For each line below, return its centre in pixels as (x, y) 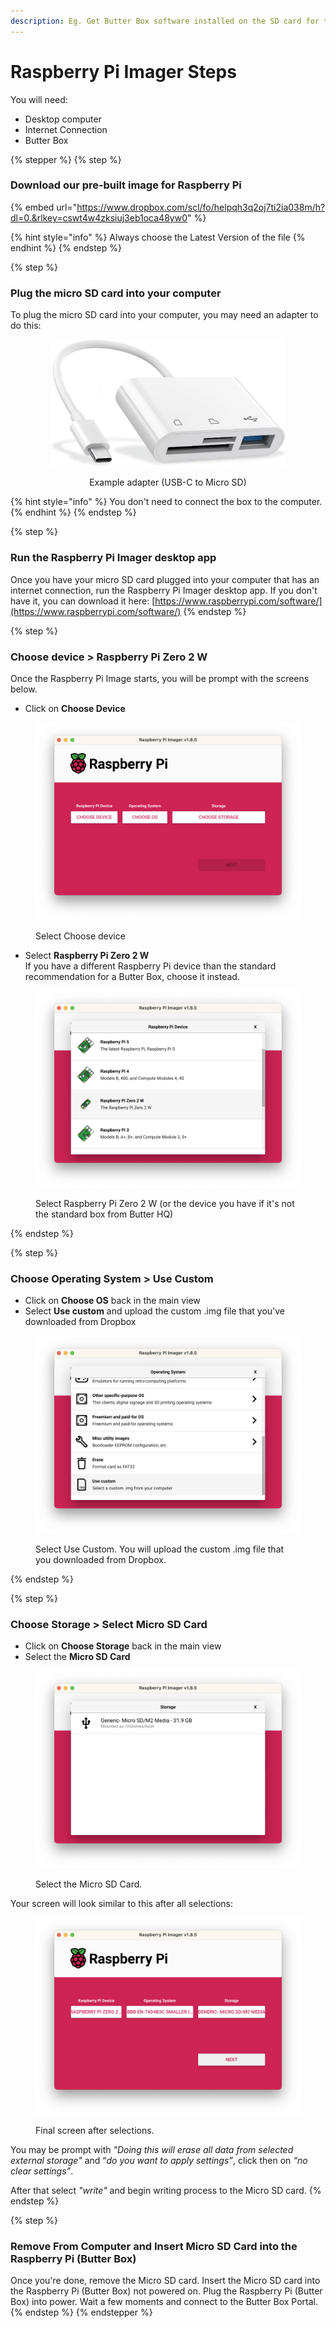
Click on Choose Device (75, 708)
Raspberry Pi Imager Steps (123, 71)
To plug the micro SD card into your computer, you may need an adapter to (164, 315)
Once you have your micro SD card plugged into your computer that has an (165, 579)
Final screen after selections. (95, 2131)
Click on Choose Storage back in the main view (123, 1646)
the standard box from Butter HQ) (104, 1214)
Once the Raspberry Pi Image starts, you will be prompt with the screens (160, 678)
